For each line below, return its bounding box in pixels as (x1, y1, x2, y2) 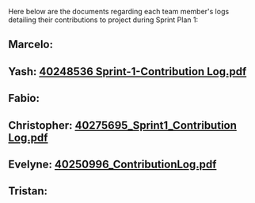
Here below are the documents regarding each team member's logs (8, 7, 230, 16)
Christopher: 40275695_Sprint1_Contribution (8, 118, 238, 132)
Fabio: (8, 92, 40, 105)
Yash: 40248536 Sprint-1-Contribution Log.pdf (8, 65, 247, 78)
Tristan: (8, 185, 48, 198)
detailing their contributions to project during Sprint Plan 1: (8, 15, 199, 24)
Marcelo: (8, 38, 54, 51)
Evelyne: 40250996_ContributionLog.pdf (8, 157, 217, 171)
